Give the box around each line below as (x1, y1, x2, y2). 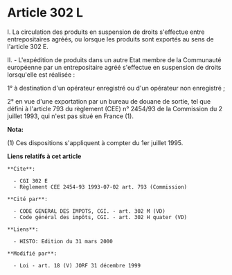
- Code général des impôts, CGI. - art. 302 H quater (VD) (13, 214, 188, 220)
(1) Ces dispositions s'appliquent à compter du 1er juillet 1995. (7, 138, 184, 146)
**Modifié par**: (7, 250, 57, 257)
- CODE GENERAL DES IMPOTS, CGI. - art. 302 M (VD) (13, 207, 166, 215)
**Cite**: (7, 165, 36, 172)
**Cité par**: (7, 196, 48, 202)
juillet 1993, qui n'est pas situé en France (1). (7, 112, 134, 120)
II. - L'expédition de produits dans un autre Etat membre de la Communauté (7, 55, 222, 64)
